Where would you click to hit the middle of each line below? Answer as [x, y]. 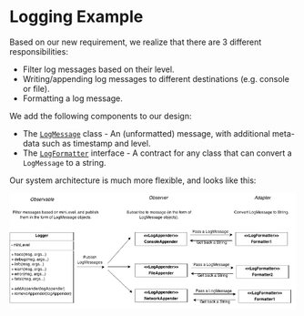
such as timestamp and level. [96, 143]
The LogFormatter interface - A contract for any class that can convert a [157, 153]
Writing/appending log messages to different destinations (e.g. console [156, 78]
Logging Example [76, 17]
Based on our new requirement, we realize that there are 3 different [136, 42]
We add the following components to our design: [101, 116]
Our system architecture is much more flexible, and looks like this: [133, 180]
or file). [36, 88]
